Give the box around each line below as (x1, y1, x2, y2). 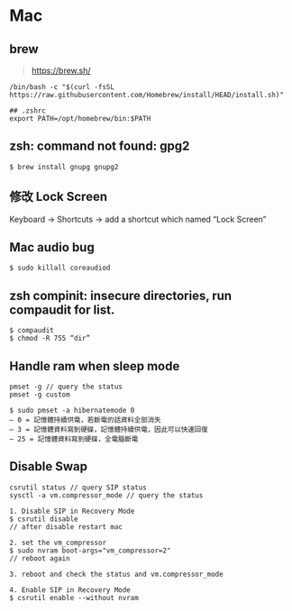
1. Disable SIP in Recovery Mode (9, 506, 135, 515)
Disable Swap (9, 459, 88, 474)
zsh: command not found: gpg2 (9, 139, 190, 154)
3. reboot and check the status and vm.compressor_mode (9, 570, 224, 579)
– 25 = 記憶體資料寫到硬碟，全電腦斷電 (9, 434, 139, 444)
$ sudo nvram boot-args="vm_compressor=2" (9, 546, 171, 555)
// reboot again (9, 553, 70, 563)
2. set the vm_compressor (9, 538, 106, 547)
